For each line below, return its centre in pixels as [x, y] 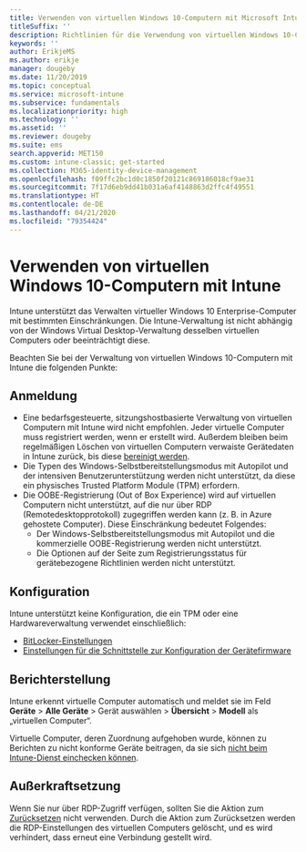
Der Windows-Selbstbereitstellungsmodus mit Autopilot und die [155, 534]
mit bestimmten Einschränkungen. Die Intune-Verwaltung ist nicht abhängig [151, 321]
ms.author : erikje [44, 60]
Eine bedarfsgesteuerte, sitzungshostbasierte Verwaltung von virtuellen [158, 418]
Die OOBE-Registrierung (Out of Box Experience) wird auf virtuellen [149, 495]
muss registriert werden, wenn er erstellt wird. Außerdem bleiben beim [155, 437]
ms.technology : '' [44, 119]
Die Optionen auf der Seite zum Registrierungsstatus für [142, 553]
